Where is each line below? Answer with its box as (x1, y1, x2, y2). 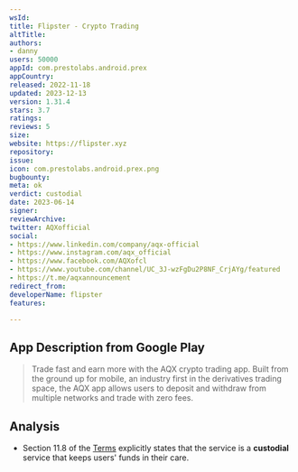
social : (9, 231, 39, 240)
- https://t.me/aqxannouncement (9, 273, 131, 282)
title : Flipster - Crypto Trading (9, 22, 140, 31)
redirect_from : (9, 282, 67, 291)
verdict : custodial (9, 190, 83, 199)
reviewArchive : (9, 214, 67, 224)
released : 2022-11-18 (9, 80, 91, 89)
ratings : (9, 114, 42, 123)
